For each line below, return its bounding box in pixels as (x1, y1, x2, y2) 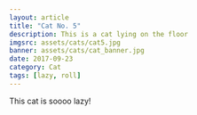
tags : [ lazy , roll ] (9, 71, 82, 80)
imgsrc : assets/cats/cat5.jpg (9, 37, 122, 47)
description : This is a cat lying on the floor (9, 29, 189, 38)
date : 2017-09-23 (9, 54, 74, 63)
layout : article (9, 12, 69, 22)
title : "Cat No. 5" (9, 21, 82, 30)
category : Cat (9, 63, 62, 72)
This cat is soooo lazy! (9, 95, 91, 106)
